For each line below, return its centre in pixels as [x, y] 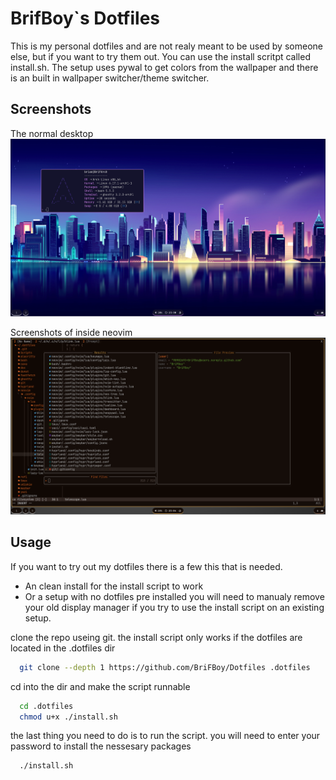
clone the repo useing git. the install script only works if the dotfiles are [156, 637]
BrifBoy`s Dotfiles [85, 18]
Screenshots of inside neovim [71, 332]
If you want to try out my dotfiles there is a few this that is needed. [146, 566]
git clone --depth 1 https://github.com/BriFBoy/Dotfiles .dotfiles [165, 667]
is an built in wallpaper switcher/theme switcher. [110, 78]
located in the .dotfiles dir [63, 648]
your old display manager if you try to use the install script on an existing [174, 607]
